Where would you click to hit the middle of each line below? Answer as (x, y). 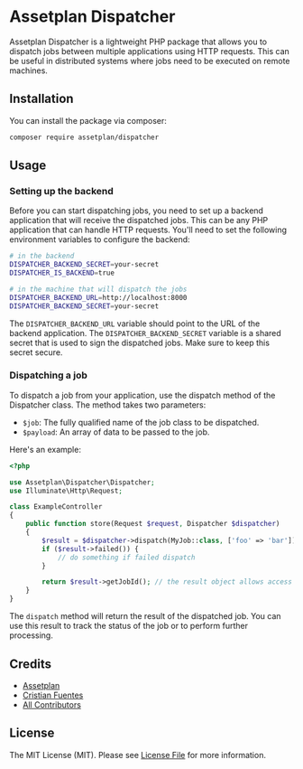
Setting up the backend (62, 191)
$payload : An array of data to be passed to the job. (116, 432)
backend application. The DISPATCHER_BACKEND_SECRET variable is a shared (145, 333)
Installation (41, 99)
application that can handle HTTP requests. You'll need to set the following (148, 230)
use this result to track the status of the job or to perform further (129, 626)
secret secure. (36, 352)
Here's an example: (45, 449)
